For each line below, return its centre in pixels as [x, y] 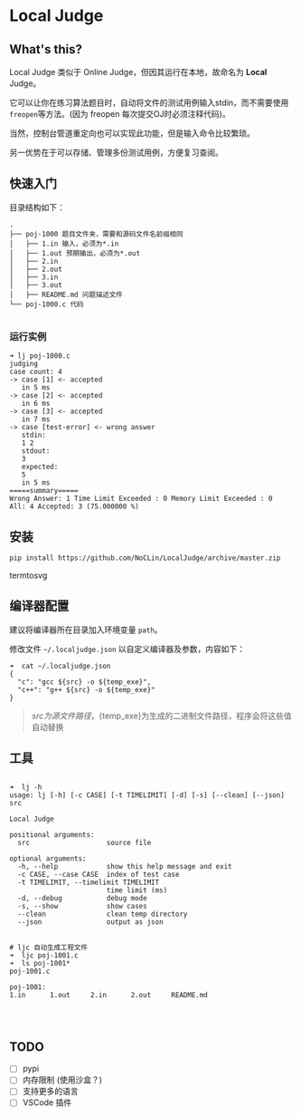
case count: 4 [36, 372]
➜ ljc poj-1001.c [44, 956]
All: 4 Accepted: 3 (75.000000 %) [75, 507]
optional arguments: [48, 859]
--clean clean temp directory [103, 914]
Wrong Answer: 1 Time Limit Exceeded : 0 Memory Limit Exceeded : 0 [141, 499]
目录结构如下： [37, 207]
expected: [40, 467]
